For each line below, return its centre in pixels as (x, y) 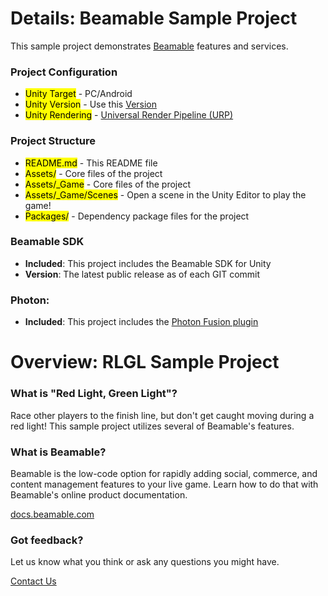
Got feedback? (47, 540)
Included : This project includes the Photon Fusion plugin (141, 322)
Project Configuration (64, 72)
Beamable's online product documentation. (99, 494)
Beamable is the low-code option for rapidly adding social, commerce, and (164, 473)
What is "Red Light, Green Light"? (94, 394)
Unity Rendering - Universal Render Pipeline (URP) (129, 115)
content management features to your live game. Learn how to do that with (164, 484)
